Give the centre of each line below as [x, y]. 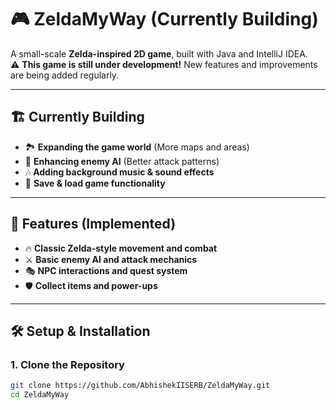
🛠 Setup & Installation [80, 331]
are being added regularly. [65, 75]
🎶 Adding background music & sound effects [119, 172]
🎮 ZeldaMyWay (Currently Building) [164, 19]
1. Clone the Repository [67, 364]
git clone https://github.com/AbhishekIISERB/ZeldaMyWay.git [140, 386]
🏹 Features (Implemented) [93, 224]
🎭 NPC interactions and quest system [106, 270]
